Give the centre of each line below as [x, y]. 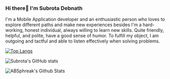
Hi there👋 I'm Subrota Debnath [44, 8]
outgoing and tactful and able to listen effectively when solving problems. [83, 41]
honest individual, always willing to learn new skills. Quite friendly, [94, 30]
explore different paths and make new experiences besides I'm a [73, 25]
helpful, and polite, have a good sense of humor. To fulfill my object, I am [82, 36]
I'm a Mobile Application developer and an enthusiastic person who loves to [85, 19]
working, [15, 30]
